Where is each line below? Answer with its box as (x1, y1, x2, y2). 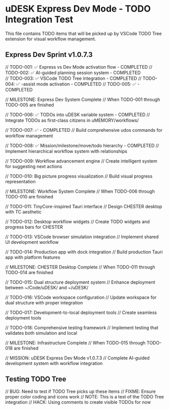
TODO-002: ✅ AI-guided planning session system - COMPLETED (5, 69, 141, 76)
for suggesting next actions (5, 163, 62, 169)
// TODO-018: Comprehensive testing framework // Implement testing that (5, 324, 159, 331)
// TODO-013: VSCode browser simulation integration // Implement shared (5, 233, 159, 240)
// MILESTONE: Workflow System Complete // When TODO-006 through (5, 188, 155, 194)
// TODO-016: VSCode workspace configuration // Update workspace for (5, 294, 157, 300)
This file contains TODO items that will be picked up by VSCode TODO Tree (5, 30, 162, 36)
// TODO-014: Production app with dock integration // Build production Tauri (5, 248, 163, 255)
